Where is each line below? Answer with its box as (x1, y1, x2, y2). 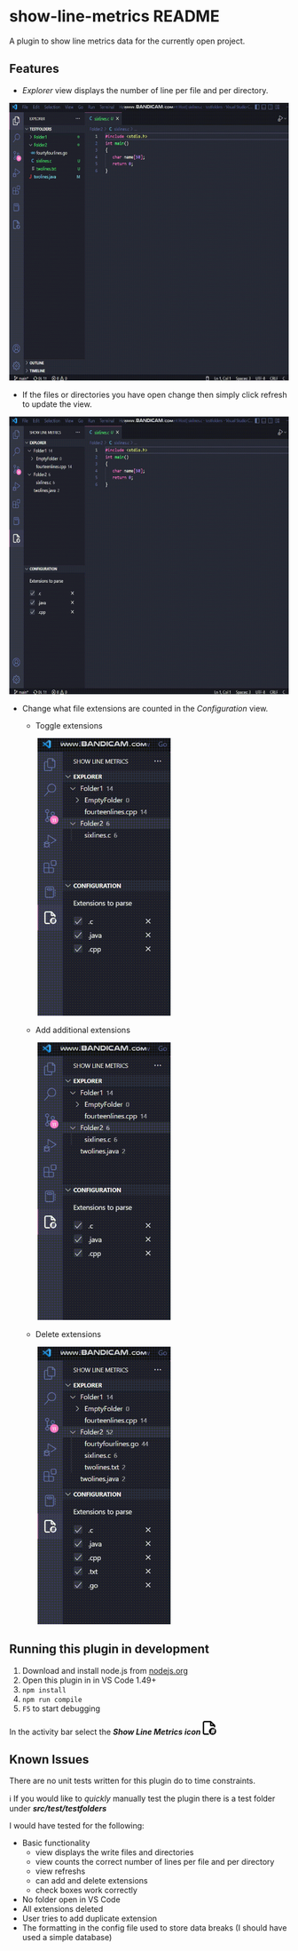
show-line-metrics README (9, 6, 220, 27)
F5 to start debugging (21, 1703, 100, 1714)
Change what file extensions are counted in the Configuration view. (21, 703, 269, 713)
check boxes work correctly (35, 1885, 137, 1896)
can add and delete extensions (35, 1875, 148, 1886)
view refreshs (35, 1866, 86, 1876)
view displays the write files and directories (35, 1847, 194, 1858)
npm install (21, 1685, 67, 1694)
